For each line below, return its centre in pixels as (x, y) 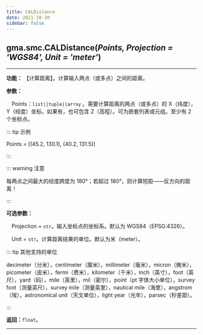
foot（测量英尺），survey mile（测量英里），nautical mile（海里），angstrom (99, 288)
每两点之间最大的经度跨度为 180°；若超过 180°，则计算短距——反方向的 (96, 181)
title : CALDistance (31, 12)
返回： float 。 (24, 320)
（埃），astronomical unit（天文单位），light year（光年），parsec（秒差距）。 (101, 295)
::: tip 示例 (19, 132)
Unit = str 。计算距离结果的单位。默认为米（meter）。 (78, 239)
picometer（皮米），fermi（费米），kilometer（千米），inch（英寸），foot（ (97, 273)
